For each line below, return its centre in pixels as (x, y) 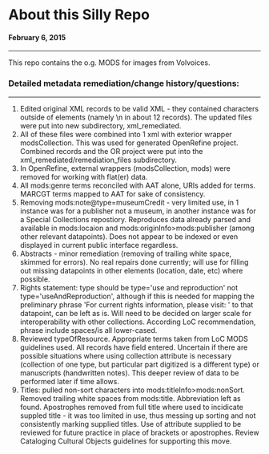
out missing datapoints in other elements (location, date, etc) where (131, 270)
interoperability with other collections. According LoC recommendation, (138, 322)
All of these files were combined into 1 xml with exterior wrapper (126, 134)
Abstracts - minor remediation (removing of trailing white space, (126, 253)
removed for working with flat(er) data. (84, 176)
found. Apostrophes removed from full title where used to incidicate (132, 407)
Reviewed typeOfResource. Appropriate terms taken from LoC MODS (134, 338)
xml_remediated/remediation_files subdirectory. (98, 160)
